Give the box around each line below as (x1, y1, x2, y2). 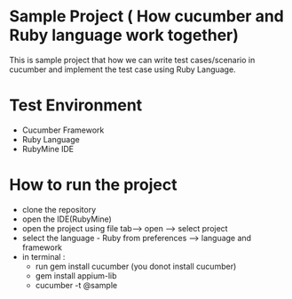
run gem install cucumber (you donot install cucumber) (35, 261, 237, 271)
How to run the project (9, 175, 178, 195)
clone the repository (21, 204, 97, 214)
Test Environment (9, 95, 143, 116)
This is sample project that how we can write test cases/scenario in (9, 54, 256, 65)
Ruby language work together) (9, 25, 240, 45)
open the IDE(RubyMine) (21, 214, 113, 224)
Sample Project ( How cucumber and (9, 6, 284, 27)
